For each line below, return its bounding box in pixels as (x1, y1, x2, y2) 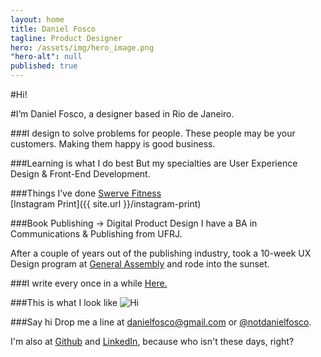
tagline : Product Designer (10, 33, 123, 43)
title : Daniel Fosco (10, 24, 97, 34)
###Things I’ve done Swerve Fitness (10, 187, 162, 199)
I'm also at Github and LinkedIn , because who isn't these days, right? (10, 336, 295, 347)
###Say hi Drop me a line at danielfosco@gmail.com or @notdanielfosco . (10, 316, 312, 328)
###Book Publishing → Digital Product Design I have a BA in (10, 217, 258, 229)
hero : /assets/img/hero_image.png (10, 42, 155, 53)
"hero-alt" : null (10, 52, 83, 62)
